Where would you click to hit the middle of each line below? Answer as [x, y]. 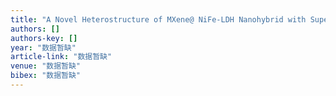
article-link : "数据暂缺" [61, 57]
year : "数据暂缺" [43, 47]
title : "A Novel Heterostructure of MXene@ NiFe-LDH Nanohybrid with [158, 19]
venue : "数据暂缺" [46, 66]
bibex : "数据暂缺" [46, 76]
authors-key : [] [44, 38]
